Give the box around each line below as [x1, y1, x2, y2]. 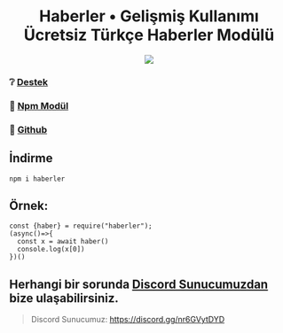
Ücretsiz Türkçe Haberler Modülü [23, 25, 275, 45]
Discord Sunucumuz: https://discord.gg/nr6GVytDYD [30, 314, 224, 325]
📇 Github [9, 123, 48, 136]
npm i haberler [9, 174, 66, 183]
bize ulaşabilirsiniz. [9, 290, 120, 306]
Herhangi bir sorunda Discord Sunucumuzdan [9, 276, 269, 291]
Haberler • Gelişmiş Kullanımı [39, 6, 259, 27]
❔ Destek [9, 75, 49, 88]
